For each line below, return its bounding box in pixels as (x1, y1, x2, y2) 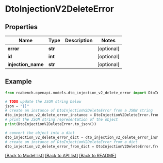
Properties (5, 23, 38, 31)
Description (65, 37, 93, 44)
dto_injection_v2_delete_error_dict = (5, 135, 83, 140)
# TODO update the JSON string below (5, 99, 81, 104)
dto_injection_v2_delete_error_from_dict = (5, 144, 95, 149)
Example (5, 78, 32, 86)
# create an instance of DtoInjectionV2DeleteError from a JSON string (5, 108, 153, 113)
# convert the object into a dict (5, 130, 75, 135)
